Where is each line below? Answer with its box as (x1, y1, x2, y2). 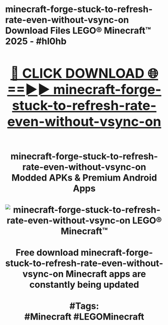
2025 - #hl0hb (5, 36, 67, 47)
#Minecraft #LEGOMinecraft (24, 311, 144, 322)
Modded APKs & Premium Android (12, 172, 157, 183)
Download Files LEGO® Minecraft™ (5, 25, 151, 36)
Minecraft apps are (65, 268, 146, 280)
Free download (16, 247, 79, 258)
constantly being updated (29, 279, 139, 290)
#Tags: (69, 300, 99, 311)
